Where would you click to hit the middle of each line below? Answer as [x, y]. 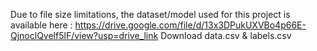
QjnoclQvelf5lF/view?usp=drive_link [84, 35]
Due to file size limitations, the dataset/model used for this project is [150, 14]
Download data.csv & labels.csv [226, 35]
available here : [41, 25]
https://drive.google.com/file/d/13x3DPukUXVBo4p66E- [190, 25]
